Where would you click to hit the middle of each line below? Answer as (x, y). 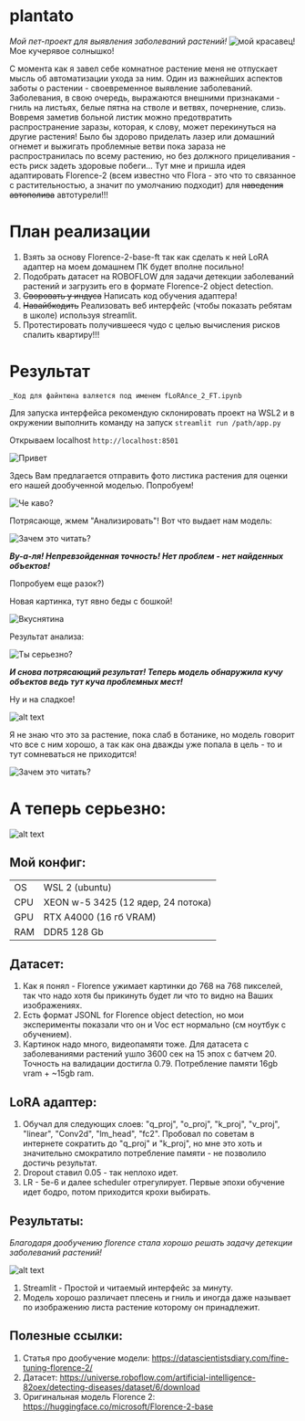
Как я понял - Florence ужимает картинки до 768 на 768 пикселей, (152, 986)
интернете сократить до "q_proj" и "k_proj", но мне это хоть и (142, 1143)
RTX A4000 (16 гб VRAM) (100, 917)
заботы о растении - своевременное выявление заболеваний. (131, 88)
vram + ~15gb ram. (58, 1073)
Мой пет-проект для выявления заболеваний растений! (118, 41)
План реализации (80, 232)
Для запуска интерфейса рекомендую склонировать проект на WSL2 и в (152, 413)
